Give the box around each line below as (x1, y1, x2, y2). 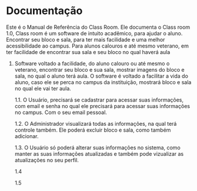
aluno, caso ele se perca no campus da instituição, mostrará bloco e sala (14, 78, 192, 86)
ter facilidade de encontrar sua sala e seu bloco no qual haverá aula (6, 48, 171, 55)
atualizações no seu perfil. (14, 156, 79, 163)
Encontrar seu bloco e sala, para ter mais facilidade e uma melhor (6, 36, 165, 43)
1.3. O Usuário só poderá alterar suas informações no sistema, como (14, 144, 181, 151)
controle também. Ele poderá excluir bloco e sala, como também (14, 126, 171, 133)
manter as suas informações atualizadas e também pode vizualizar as (14, 150, 184, 157)
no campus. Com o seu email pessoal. (14, 109, 108, 116)
